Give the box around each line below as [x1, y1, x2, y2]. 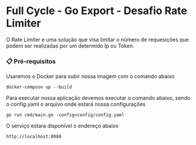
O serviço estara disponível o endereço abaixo [6, 122, 119, 130]
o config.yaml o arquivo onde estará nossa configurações [6, 101, 146, 108]
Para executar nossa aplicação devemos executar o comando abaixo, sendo [6, 95, 191, 102]
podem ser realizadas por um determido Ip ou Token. [6, 42, 135, 49]
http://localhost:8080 [6, 134, 62, 140]
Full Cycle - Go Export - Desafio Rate [6, 4, 188, 18]
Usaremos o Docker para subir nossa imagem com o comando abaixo [6, 73, 175, 80]
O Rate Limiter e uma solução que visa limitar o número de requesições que [6, 36, 189, 43]
